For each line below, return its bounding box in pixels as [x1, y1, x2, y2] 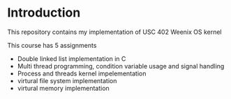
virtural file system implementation [17, 76, 117, 84]
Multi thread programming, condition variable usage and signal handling [17, 62, 225, 70]
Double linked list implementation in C [17, 54, 126, 63]
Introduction [7, 5, 81, 21]
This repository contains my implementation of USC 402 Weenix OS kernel [7, 28, 222, 36]
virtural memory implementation [17, 84, 110, 92]
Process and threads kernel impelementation [17, 69, 147, 78]
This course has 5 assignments [7, 41, 97, 49]
